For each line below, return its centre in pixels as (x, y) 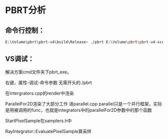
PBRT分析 (25, 10)
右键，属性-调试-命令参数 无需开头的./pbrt (49, 82)
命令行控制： (25, 30)
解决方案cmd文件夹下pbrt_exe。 (38, 72)
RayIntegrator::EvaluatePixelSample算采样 (48, 131)
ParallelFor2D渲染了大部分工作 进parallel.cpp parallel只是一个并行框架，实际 (84, 103)
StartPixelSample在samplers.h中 (38, 120)
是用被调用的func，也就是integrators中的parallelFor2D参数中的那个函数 (79, 110)
